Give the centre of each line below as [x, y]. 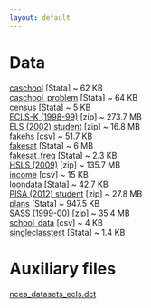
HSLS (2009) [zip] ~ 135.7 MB [65, 165]
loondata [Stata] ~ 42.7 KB [59, 184]
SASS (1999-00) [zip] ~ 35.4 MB [70, 213]
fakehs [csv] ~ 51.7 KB [51, 136]
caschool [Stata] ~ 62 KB [56, 88]
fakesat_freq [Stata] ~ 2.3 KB [63, 155]
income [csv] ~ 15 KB [49, 174]
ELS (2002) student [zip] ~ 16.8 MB [75, 126]
